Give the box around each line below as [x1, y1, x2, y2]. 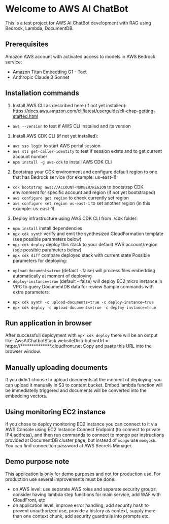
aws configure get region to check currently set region [12, 194, 129, 201]
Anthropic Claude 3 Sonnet [12, 74, 70, 80]
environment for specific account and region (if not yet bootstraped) [12, 189, 156, 195]
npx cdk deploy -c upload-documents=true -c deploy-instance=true [12, 305, 156, 310]
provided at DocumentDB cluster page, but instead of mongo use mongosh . [5, 437, 157, 443]
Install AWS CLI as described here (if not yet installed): [12, 102, 127, 108]
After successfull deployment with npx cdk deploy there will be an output [5, 332, 158, 338]
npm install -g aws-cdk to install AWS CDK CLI [12, 158, 112, 165]
